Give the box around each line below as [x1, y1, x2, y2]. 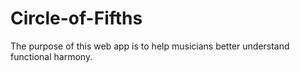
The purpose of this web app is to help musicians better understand [10, 40, 290, 52]
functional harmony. [10, 50, 93, 62]
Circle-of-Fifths [10, 7, 143, 30]
